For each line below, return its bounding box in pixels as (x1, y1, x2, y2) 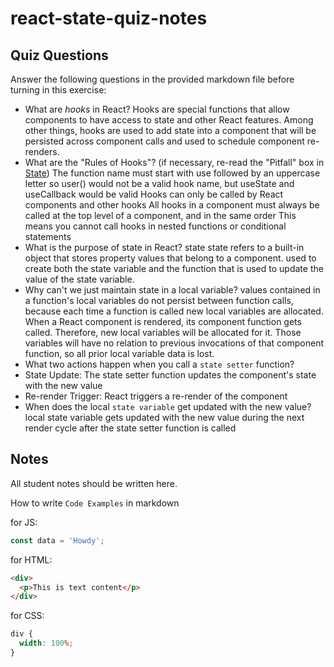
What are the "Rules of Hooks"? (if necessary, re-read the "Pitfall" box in (24, 157, 325, 168)
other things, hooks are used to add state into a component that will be (24, 125, 317, 136)
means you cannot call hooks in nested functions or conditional (24, 220, 287, 232)
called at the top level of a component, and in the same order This (24, 210, 297, 221)
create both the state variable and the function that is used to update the (24, 263, 324, 274)
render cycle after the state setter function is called (24, 422, 237, 434)
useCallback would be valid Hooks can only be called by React (24, 188, 284, 200)
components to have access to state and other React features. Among (24, 114, 314, 126)
